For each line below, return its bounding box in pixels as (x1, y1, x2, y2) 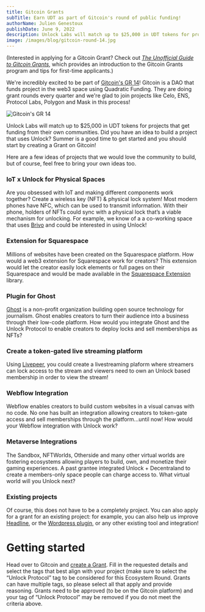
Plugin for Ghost (6, 291, 56, 300)
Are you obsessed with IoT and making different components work (6, 189, 174, 196)
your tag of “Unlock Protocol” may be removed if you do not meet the (6, 594, 181, 601)
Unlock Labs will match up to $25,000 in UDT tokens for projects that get (6, 122, 190, 129)
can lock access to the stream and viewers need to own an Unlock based (6, 367, 190, 374)
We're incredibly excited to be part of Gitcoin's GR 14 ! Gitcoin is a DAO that (6, 79, 194, 86)
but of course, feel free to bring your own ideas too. (6, 160, 137, 167)
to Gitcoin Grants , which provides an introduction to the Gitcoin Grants (6, 60, 183, 68)
